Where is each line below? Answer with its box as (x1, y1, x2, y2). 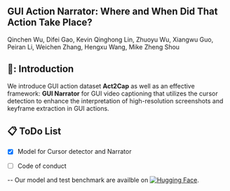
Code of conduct (17, 162, 67, 170)
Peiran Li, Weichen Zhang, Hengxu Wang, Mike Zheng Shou (7, 42, 180, 51)
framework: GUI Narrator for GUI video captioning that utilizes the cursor (7, 89, 219, 98)
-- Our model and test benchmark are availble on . (7, 176, 200, 184)
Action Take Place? (7, 17, 93, 29)
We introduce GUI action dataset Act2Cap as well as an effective (7, 81, 195, 90)
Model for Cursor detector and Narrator (17, 147, 132, 156)
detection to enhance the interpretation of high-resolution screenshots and (7, 96, 224, 105)
